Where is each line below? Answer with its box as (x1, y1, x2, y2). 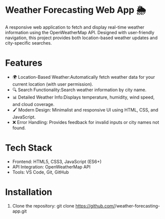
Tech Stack (5, 142, 53, 154)
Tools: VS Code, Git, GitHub (12, 169, 69, 175)
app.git (12, 208, 27, 214)
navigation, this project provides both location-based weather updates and (5, 35, 158, 41)
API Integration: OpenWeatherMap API (12, 164, 91, 169)
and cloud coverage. (12, 101, 55, 107)
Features (5, 57, 43, 69)
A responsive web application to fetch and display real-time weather (5, 24, 145, 30)
